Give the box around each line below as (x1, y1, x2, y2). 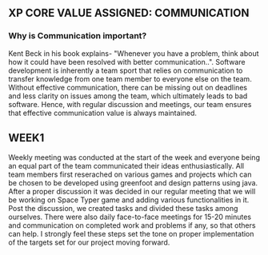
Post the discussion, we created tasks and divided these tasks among (8, 203, 238, 213)
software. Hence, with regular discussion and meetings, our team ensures (8, 99, 252, 109)
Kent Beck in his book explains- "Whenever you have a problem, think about (8, 48, 259, 58)
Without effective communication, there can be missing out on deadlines (8, 82, 248, 92)
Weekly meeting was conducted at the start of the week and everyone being (8, 152, 260, 162)
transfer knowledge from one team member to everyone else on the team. (8, 74, 252, 83)
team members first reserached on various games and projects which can (8, 169, 252, 179)
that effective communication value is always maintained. (8, 108, 198, 118)
